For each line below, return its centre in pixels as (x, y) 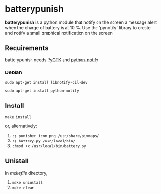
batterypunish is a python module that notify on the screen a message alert (81, 22)
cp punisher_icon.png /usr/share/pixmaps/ (56, 136)
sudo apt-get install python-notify (42, 91)
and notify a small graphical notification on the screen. (59, 33)
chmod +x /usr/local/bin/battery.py (49, 146)
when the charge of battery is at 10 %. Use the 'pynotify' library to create (78, 27)
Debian (14, 72)
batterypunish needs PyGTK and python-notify (52, 60)
